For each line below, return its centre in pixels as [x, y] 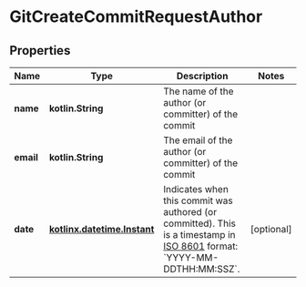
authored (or [190, 212]
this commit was [199, 200]
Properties [40, 51]
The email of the [198, 140]
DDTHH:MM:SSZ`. [202, 269]
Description [202, 76]
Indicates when [196, 189]
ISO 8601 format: [201, 246]
